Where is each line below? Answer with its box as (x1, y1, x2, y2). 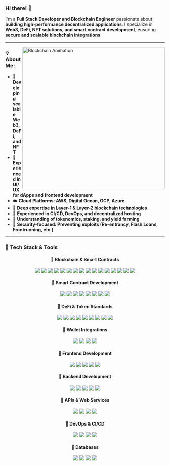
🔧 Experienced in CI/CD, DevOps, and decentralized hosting (12, 210, 141, 217)
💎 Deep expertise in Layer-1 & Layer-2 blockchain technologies (12, 205, 148, 211)
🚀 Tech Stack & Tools (5, 244, 58, 251)
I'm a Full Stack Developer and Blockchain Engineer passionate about (5, 16, 153, 22)
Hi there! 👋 (5, 5, 32, 12)
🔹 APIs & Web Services (60, 397, 110, 403)
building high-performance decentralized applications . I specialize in (5, 21, 153, 27)
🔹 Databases (71, 444, 99, 450)
